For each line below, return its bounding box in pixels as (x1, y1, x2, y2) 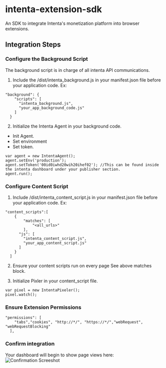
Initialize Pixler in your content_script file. (12, 277, 98, 284)
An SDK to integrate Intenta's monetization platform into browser (5, 20, 140, 26)
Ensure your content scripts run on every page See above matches (12, 262, 152, 269)
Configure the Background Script (5, 56, 88, 63)
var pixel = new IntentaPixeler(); (5, 288, 80, 293)
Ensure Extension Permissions (5, 304, 82, 311)
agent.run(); (5, 171, 33, 176)
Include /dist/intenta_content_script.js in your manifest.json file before (12, 194, 158, 200)
